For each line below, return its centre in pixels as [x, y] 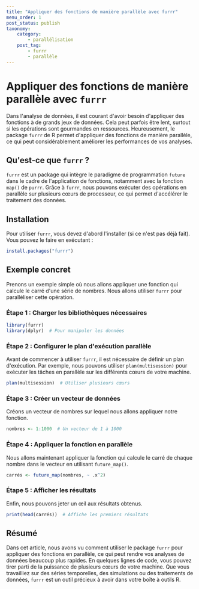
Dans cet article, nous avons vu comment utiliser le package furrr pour [94, 547]
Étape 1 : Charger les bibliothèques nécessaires [77, 312]
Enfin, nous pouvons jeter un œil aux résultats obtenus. [74, 504]
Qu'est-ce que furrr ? [48, 160]
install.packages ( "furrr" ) [40, 251]
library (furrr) [25, 325]
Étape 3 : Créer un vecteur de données [64, 399]
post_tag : [29, 46]
